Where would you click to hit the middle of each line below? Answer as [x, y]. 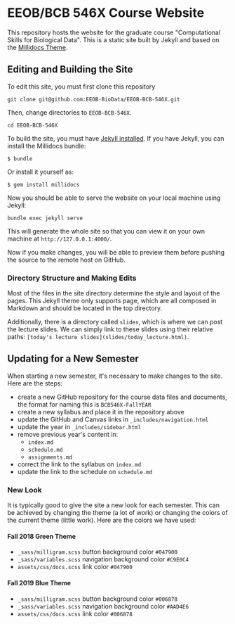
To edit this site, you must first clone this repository [81, 87]
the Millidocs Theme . [38, 47]
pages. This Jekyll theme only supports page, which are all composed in [112, 301]
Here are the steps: [35, 383]
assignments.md [50, 457]
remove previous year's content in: [68, 434]
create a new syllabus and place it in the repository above [101, 412]
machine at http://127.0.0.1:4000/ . [60, 238]
